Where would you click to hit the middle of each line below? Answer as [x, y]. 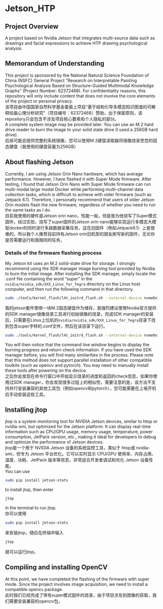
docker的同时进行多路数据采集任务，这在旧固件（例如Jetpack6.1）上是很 [82, 228]
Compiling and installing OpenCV [56, 568]
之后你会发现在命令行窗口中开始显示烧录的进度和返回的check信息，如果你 [79, 376]
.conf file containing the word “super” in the [49, 279]
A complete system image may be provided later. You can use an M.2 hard [79, 124]
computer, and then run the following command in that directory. [69, 289]
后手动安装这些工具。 [26, 394]
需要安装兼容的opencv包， [36, 601]
